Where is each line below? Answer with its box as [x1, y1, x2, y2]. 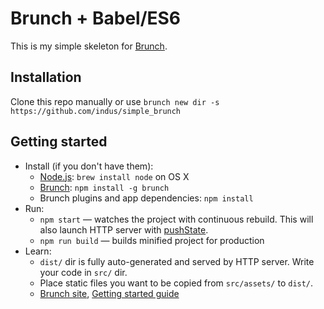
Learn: [24, 245, 52, 257]
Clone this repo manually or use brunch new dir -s [10, 95, 220, 107]
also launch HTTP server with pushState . [39, 223, 209, 236]
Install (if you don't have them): [24, 160, 154, 172]
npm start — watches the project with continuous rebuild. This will [39, 213, 314, 225]
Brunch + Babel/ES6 [10, 7, 182, 30]
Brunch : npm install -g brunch [39, 181, 170, 193]
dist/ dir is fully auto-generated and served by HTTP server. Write [39, 255, 315, 267]
